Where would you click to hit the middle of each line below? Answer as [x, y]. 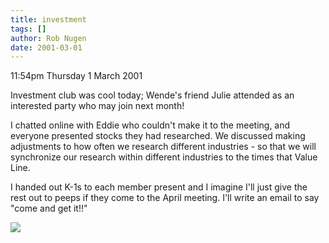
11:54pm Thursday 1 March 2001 [76, 76]
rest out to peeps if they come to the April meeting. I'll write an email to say [165, 198]
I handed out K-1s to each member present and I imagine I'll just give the [159, 187]
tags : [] [28, 29]
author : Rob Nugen [48, 38]
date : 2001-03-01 [46, 47]
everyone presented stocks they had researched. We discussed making [158, 136]
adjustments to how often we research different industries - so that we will [163, 147]
